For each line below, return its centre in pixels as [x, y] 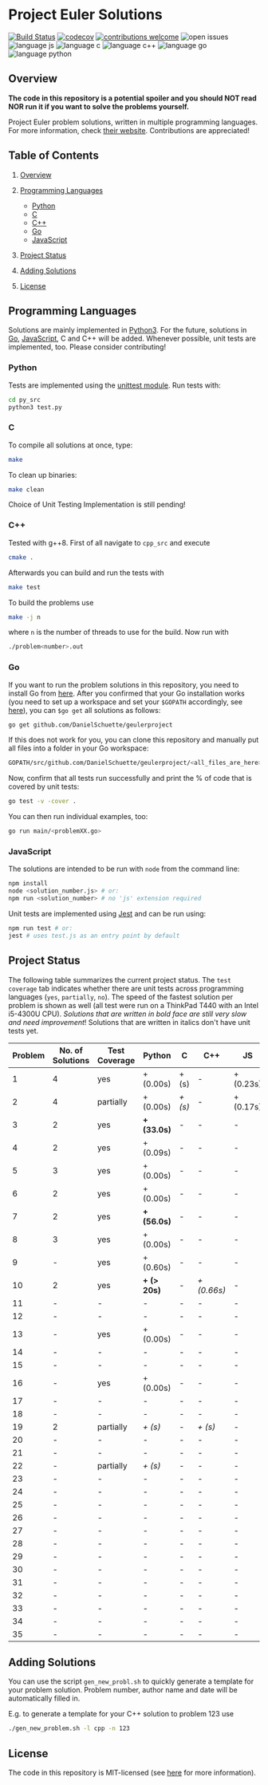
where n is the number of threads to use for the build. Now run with [118, 632]
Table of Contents [54, 156]
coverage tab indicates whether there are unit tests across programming [126, 988]
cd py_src [25, 400]
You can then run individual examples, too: [78, 817]
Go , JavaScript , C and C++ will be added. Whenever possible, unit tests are [132, 339]
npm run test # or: [41, 928]
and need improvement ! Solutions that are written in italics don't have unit [130, 1022]
